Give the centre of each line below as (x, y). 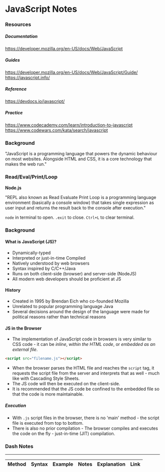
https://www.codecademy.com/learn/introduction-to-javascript (69, 125)
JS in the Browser (23, 328)
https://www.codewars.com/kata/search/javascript (56, 130)
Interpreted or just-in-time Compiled (49, 258)
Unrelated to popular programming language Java (63, 306)
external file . (25, 350)
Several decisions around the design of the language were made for (81, 311)
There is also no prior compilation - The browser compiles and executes (85, 428)
